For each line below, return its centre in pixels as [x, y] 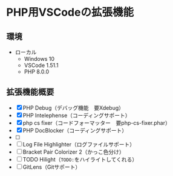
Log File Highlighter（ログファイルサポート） [79, 144]
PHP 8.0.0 [37, 72]
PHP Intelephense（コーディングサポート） [77, 115]
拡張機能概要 [30, 92]
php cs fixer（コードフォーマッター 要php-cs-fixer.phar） [96, 123]
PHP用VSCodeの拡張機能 [70, 12]
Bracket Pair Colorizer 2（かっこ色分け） [74, 152]
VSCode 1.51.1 [41, 65]
